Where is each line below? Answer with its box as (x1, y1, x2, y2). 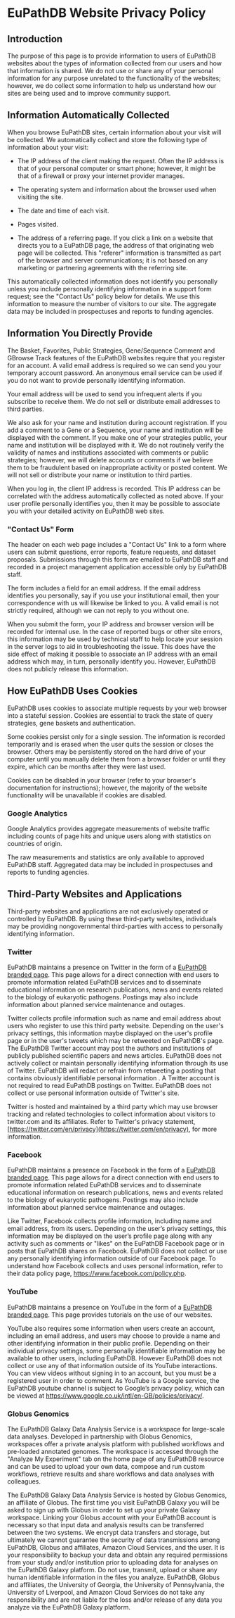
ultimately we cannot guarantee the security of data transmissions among (7, 1536, 220, 1544)
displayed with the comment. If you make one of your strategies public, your (7, 433, 228, 441)
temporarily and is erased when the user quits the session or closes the (7, 740, 214, 748)
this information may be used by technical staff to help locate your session (7, 635, 223, 643)
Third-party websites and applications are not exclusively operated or (7, 906, 209, 916)
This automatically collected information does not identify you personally (7, 277, 218, 286)
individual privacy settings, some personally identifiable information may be (7, 1346, 226, 1355)
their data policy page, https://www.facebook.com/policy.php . (7, 1269, 187, 1278)
